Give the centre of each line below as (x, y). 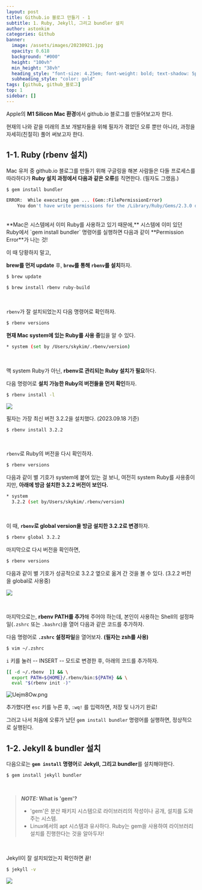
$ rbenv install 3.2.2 (35, 430)
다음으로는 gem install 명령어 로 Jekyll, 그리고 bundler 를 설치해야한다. (90, 764)
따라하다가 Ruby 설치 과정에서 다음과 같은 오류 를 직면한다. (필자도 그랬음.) (93, 178)
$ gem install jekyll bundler (44, 776)
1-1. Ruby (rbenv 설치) (47, 155)
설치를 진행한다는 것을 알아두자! (67, 833)
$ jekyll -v (21, 870)
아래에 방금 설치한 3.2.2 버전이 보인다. (64, 485)
